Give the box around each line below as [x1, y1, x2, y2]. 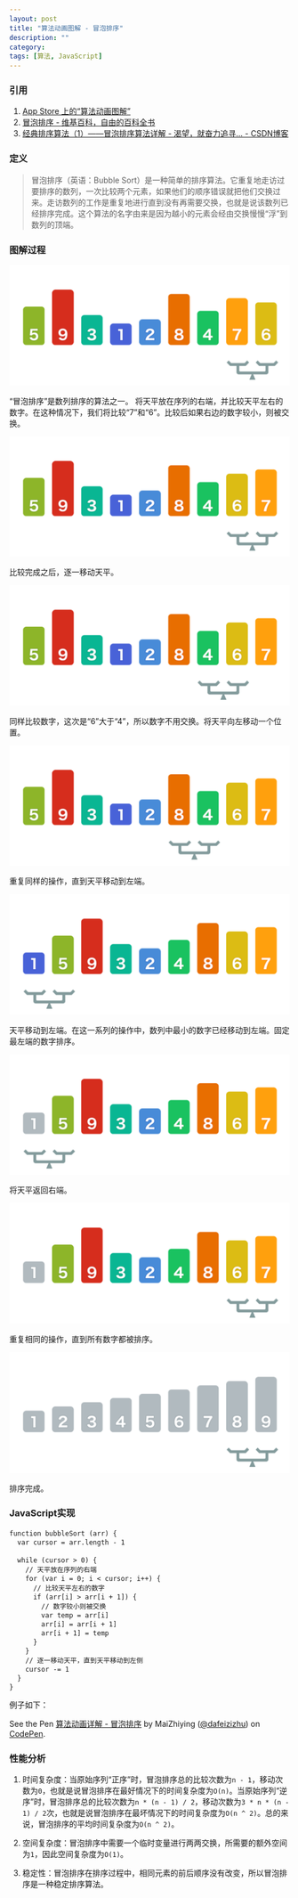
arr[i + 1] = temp [41, 1628, 109, 1638]
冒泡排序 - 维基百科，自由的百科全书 [21, 117, 156, 128]
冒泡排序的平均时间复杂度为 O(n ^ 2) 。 [37, 1819, 180, 1829]
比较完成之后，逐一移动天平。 [9, 566, 118, 578]
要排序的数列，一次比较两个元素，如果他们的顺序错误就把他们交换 [30, 185, 273, 196]
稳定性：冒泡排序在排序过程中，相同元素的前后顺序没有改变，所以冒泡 [21, 1868, 280, 1878]
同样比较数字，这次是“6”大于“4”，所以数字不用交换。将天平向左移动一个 [9, 715, 274, 726]
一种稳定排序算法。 [37, 1879, 109, 1890]
